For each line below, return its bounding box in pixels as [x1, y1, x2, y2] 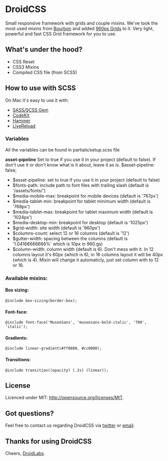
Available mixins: [5, 274, 48, 281]
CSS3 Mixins [12, 64, 39, 70]
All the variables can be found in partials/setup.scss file [5, 146, 120, 152]
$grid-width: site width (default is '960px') [12, 225, 100, 231]
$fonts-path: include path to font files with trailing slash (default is [12, 182, 149, 188]
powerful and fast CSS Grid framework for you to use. [5, 31, 117, 37]
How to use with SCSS [5, 84, 76, 92]
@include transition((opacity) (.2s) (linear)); [5, 368, 109, 373]
